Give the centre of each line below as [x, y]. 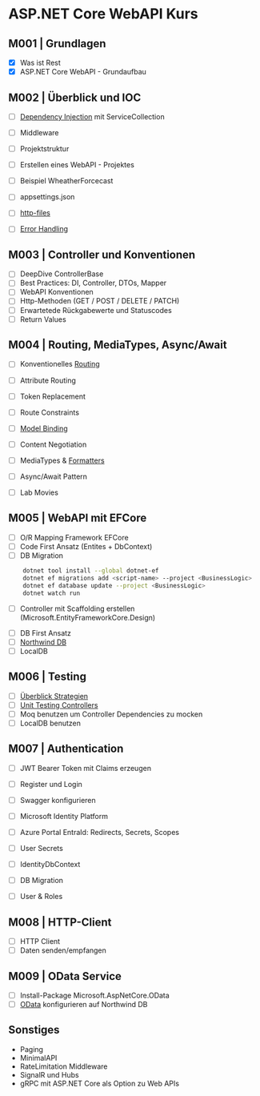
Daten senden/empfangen [63, 950]
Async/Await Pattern [54, 476]
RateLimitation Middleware [64, 1066]
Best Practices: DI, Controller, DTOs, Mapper [93, 283]
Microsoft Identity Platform [64, 816]
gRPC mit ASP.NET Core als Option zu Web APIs [100, 1083]
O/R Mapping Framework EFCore [74, 537]
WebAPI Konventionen [56, 292]
